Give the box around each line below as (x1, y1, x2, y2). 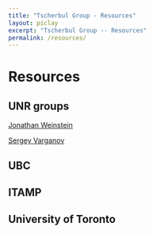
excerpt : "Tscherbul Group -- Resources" (8, 26, 147, 34)
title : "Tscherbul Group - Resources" (8, 11, 136, 20)
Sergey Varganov (8, 136, 65, 145)
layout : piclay (8, 19, 59, 27)
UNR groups (8, 99, 70, 113)
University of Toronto (8, 213, 117, 226)
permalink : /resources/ (8, 33, 87, 42)
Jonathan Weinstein (8, 121, 74, 130)
